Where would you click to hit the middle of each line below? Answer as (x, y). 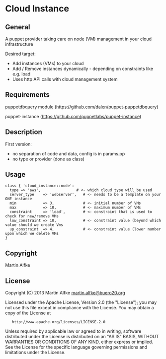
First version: (19, 144)
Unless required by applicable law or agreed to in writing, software (73, 331)
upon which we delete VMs (32, 234)
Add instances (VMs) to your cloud (48, 63)
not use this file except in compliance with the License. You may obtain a (80, 308)
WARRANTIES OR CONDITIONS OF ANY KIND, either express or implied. (79, 342)
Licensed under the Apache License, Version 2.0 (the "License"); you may (81, 302)
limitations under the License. (35, 353)
